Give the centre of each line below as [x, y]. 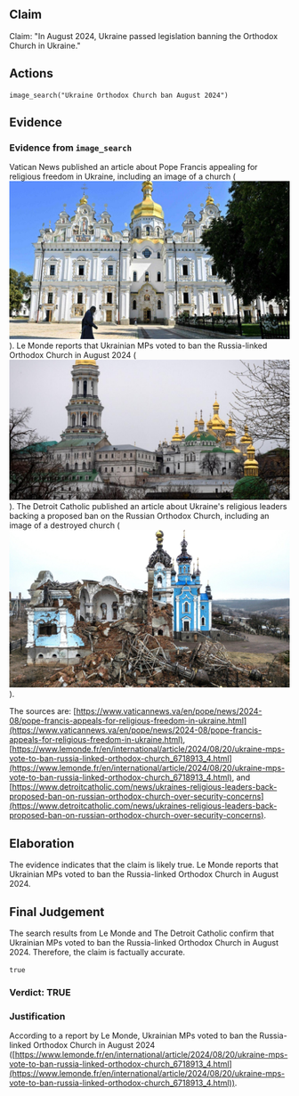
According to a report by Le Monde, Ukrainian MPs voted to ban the [133, 1035]
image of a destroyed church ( [65, 525]
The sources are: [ [43, 711]
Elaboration [42, 844]
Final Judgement [57, 912]
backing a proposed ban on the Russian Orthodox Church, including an [139, 516]
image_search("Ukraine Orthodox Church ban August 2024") [119, 95]
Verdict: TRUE [40, 992]
